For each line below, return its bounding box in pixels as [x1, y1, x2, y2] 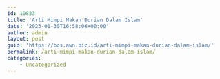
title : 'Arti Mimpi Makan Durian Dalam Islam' [7, 16, 143, 23]
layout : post [7, 36, 45, 43]
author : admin [7, 29, 48, 36]
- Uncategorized [19, 61, 67, 68]
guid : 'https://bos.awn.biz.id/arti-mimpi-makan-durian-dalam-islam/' [7, 42, 214, 49]
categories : [7, 55, 41, 62]
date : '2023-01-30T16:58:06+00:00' [7, 23, 110, 30]
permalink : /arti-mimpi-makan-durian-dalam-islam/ [7, 49, 156, 56]
